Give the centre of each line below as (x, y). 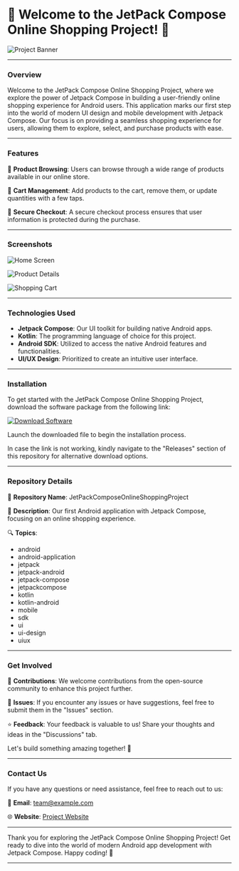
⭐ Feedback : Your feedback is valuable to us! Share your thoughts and (111, 725)
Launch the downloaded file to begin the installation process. (97, 435)
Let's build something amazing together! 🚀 (69, 748)
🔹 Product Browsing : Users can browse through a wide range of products (116, 169)
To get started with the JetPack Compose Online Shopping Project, (106, 400)
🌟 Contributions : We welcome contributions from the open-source (105, 681)
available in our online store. (49, 176)
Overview (25, 74)
